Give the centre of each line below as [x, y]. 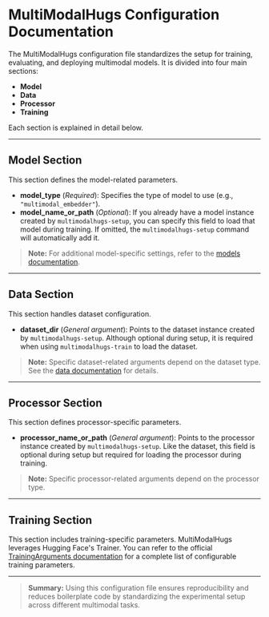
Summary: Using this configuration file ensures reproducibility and [138, 588]
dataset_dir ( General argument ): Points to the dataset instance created [137, 329]
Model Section [45, 161]
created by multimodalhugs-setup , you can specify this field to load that [137, 220]
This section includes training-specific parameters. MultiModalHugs [120, 539]
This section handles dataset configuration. [80, 313]
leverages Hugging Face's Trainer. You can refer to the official [110, 548]
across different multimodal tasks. [84, 605]
